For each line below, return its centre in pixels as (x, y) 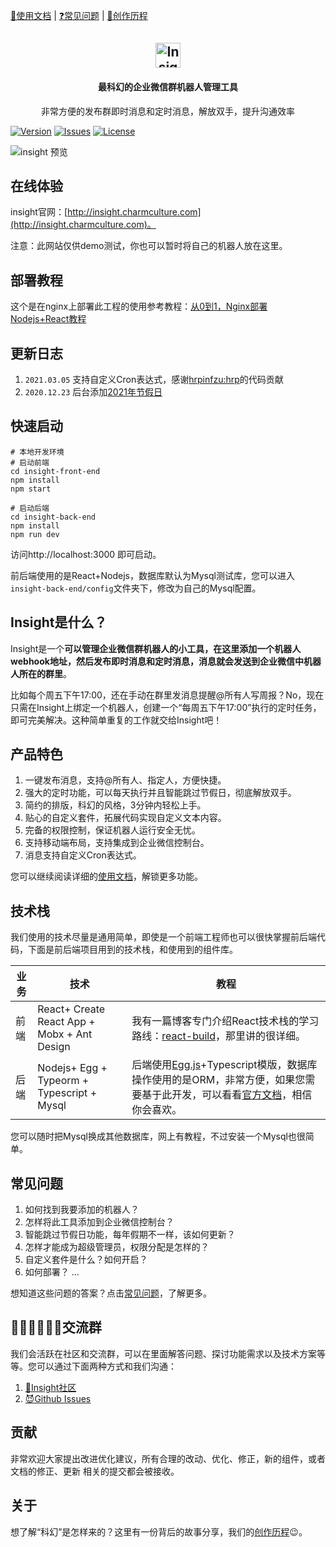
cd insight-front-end (55, 471)
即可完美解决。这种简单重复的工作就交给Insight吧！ (116, 720)
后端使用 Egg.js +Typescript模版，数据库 (224, 1065)
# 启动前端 (30, 462)
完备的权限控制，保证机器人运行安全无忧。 (112, 830)
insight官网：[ (39, 212)
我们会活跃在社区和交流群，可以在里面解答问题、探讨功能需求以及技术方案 (163, 1353)
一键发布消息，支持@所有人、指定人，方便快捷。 (125, 780)
